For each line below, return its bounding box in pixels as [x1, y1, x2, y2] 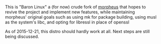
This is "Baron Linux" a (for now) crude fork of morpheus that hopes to [5, 4, 146, 10]
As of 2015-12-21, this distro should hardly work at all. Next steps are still [5, 29, 150, 34]
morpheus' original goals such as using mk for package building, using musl [5, 14, 157, 20]
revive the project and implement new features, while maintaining [5, 9, 135, 15]
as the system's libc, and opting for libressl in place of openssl [5, 19, 130, 25]
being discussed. [5, 33, 40, 39]
